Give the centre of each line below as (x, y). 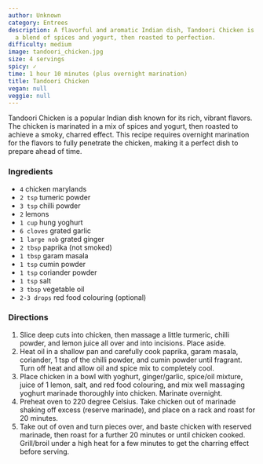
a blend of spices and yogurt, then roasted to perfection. (115, 37)
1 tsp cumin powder (53, 264)
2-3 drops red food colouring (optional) (83, 297)
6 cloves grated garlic (55, 230)
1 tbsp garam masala (54, 255)
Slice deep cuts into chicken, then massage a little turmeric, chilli (124, 334)
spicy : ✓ (22, 67)
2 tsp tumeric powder (55, 197)
